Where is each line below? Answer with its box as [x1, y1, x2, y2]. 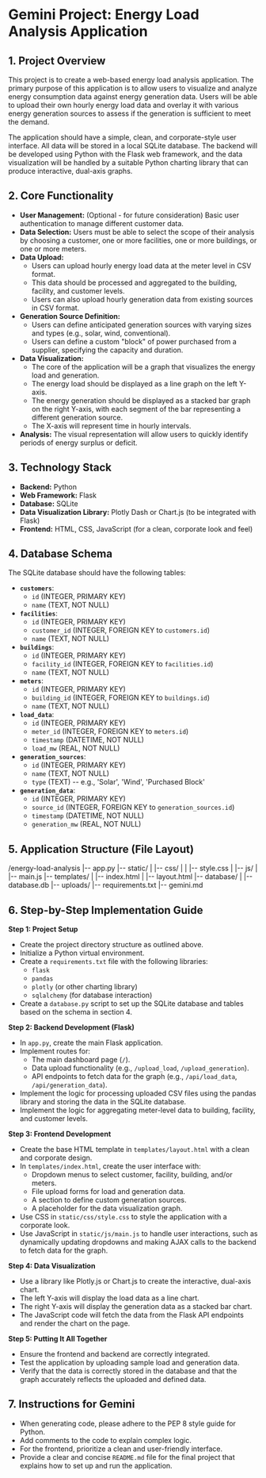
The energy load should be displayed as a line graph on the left [31, 378, 237, 388]
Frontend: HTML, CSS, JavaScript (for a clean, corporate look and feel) [19, 524, 253, 533]
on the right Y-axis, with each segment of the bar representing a [31, 404, 241, 413]
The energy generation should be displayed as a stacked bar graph [31, 395, 251, 405]
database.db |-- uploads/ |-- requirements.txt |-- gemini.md [8, 881, 203, 890]
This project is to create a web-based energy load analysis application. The [8, 75, 254, 84]
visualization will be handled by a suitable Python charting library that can [8, 158, 249, 167]
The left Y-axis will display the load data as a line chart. [19, 1293, 199, 1303]
